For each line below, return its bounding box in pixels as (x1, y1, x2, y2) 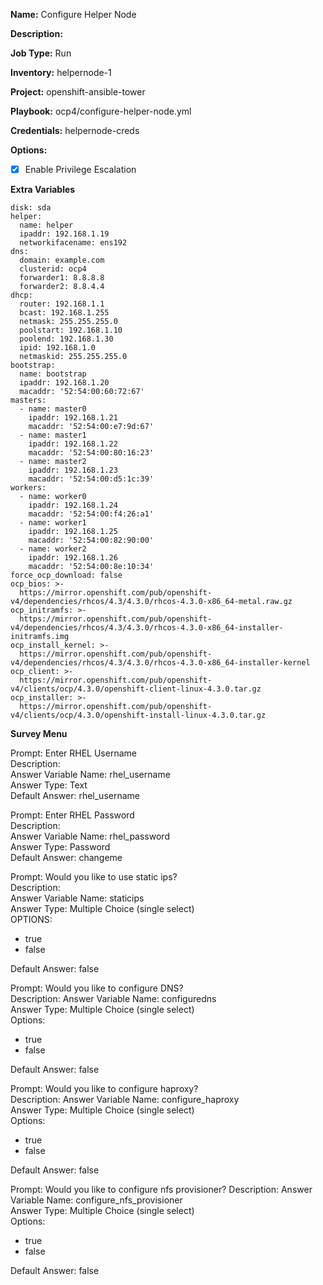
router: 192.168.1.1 (19, 299, 105, 309)
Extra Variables (10, 184, 76, 196)
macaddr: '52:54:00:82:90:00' (28, 535, 155, 546)
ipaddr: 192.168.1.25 (28, 527, 118, 537)
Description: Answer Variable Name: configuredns (10, 993, 217, 1005)
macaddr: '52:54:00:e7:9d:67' (28, 422, 155, 432)
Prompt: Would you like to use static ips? (10, 871, 178, 883)
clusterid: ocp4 (19, 264, 87, 274)
